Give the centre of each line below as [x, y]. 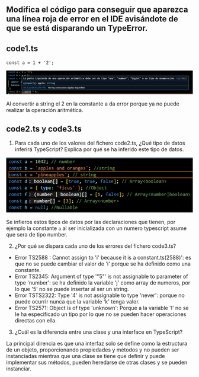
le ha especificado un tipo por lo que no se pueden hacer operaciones [100, 314]
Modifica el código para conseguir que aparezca [97, 10]
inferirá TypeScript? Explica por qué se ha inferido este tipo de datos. [99, 149]
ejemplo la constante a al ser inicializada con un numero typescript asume [97, 228]
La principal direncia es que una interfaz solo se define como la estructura [97, 344]
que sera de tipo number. [37, 235]
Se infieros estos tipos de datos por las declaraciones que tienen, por [91, 222]
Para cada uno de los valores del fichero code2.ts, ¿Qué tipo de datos [100, 143]
